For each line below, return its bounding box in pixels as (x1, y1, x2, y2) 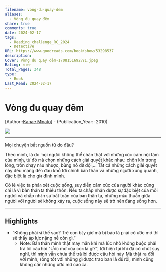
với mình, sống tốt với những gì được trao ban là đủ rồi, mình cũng (19, 256, 154, 262)
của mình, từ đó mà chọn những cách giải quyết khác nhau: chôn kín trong (5, 157, 157, 163)
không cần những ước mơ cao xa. (19, 262, 88, 268)
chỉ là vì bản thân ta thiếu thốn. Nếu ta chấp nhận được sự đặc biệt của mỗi (5, 187, 158, 193)
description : (5, 53, 32, 58)
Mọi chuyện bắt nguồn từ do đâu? (5, 142, 74, 148)
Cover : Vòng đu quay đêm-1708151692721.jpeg (5, 58, 98, 63)
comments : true (5, 26, 37, 31)
